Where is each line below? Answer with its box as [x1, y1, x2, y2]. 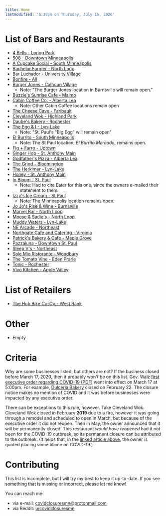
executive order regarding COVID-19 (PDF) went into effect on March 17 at [5, 379, 158, 385]
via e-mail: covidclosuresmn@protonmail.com [12, 500, 107, 506]
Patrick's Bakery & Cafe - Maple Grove [12, 235, 92, 241]
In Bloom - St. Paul [12, 177, 51, 183]
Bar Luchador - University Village [12, 71, 81, 77]
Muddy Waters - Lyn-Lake [12, 219, 66, 225]
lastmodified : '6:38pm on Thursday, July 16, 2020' [5, 12, 115, 17]
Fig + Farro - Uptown [12, 145, 56, 151]
